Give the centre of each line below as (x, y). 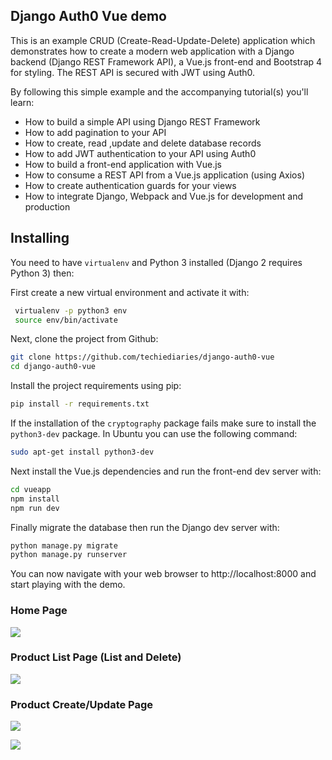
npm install (35, 499)
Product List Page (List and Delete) (96, 657)
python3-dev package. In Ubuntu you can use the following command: (154, 433)
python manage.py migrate (64, 545)
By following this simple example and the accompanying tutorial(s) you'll (159, 91)
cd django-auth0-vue (53, 367)
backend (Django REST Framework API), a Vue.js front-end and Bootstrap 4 (166, 61)
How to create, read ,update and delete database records (143, 143)
